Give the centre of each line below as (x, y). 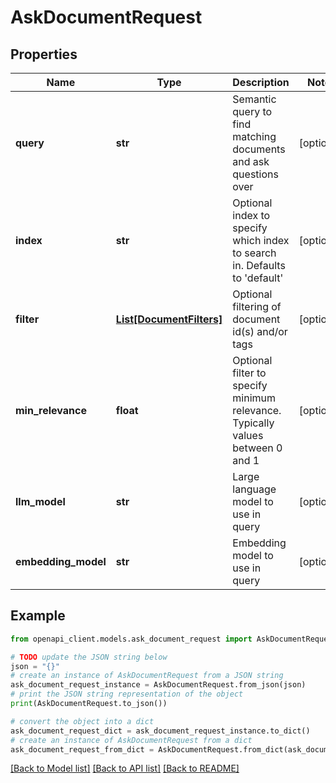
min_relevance (51, 410)
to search (254, 253)
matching (254, 136)
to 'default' (258, 278)
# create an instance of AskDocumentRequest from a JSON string (147, 676)
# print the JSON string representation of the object (127, 694)
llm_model (40, 501)
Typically (253, 423)
